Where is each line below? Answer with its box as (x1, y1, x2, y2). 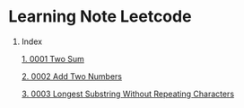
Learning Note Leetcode (8, 6, 192, 27)
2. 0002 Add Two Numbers (21, 70, 123, 82)
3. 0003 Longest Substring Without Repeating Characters (21, 88, 235, 99)
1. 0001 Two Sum (21, 53, 84, 64)
